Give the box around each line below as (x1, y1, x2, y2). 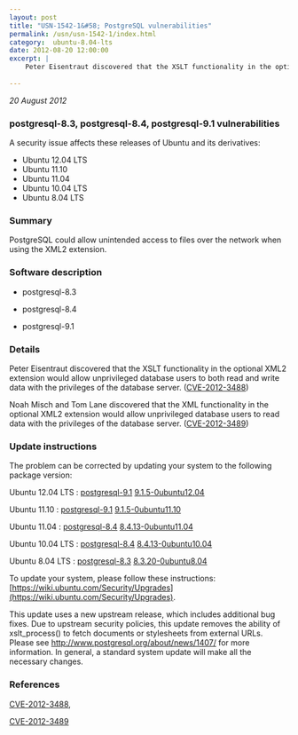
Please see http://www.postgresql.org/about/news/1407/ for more (9, 637, 250, 648)
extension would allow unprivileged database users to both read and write (9, 372, 280, 383)
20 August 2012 (9, 95, 67, 106)
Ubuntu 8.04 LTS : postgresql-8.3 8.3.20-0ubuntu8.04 (9, 556, 208, 566)
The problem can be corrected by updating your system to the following (9, 461, 272, 471)
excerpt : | (9, 54, 50, 63)
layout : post (9, 12, 58, 22)
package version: (9, 470, 73, 480)
